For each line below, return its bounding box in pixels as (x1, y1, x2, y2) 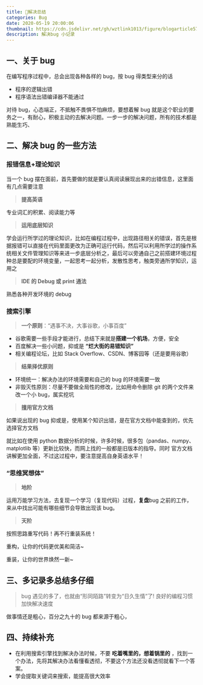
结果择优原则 (21, 363, 53, 370)
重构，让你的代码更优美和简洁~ (6, 543, 85, 550)
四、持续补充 (6, 632, 54, 643)
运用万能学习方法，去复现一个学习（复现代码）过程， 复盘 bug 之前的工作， (6, 496, 192, 504)
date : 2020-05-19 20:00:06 (6, 20, 74, 26)
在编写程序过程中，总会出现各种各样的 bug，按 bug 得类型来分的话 (6, 72, 173, 79)
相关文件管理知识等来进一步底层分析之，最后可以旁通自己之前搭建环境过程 (11, 249, 197, 256)
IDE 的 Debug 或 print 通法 (21, 277, 86, 285)
